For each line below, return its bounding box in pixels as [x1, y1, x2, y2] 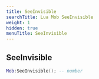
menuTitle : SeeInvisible [6, 31, 67, 37]
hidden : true [6, 25, 38, 31]
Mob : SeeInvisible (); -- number [6, 68, 83, 74]
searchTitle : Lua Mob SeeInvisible [6, 14, 94, 20]
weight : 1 [6, 19, 31, 25]
